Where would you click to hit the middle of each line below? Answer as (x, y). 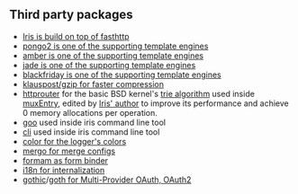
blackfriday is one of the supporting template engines (122, 75)
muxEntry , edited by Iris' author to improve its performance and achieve (156, 103)
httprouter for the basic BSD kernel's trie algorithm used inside (138, 93)
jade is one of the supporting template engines (109, 65)
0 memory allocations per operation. (90, 112)
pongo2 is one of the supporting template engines (115, 46)
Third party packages (71, 15)
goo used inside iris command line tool (94, 122)
